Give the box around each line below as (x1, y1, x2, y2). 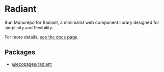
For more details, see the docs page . (4, 34, 79, 40)
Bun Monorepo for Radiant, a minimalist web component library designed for (4, 19, 160, 25)
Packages (4, 48, 35, 56)
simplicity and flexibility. (4, 24, 54, 30)
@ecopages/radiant (11, 61, 52, 67)
